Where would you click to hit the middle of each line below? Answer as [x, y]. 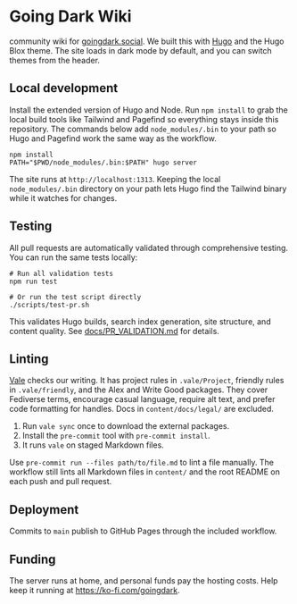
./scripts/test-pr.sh [49, 305]
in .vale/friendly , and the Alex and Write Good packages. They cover [139, 390]
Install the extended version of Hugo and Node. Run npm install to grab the [148, 110]
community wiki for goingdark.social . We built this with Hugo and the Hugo [147, 41]
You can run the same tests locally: [74, 257]
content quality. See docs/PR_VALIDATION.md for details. [115, 331]
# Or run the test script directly [75, 297]
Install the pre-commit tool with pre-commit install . [116, 436]
